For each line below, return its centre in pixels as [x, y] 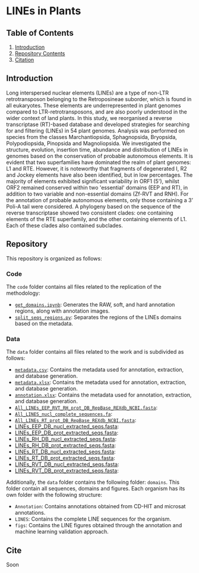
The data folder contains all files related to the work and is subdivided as [95, 352]
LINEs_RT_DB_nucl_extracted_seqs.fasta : [65, 452]
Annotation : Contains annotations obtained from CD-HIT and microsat [100, 506]
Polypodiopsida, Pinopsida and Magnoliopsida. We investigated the [89, 143]
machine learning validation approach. [61, 532]
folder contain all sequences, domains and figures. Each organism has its [96, 489]
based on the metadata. [44, 323]
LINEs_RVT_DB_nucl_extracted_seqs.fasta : [67, 464]
